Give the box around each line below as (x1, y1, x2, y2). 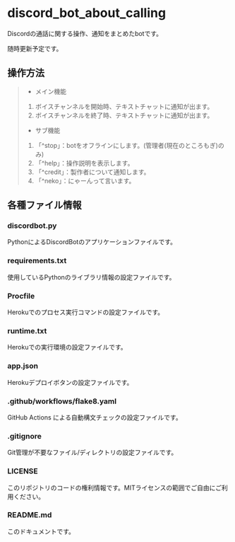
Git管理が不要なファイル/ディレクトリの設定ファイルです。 (7, 448, 178, 457)
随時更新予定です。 (7, 44, 63, 52)
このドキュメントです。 (7, 527, 76, 536)
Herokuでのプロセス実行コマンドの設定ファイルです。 (7, 308, 164, 316)
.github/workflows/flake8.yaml (7, 396, 117, 406)
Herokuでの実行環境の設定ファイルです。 (7, 343, 127, 352)
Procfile (7, 291, 35, 301)
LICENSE (7, 466, 39, 476)
